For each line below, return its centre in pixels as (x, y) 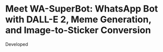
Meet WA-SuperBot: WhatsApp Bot (82, 9)
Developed (17, 44)
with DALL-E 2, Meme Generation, (78, 19)
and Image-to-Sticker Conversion (78, 30)
